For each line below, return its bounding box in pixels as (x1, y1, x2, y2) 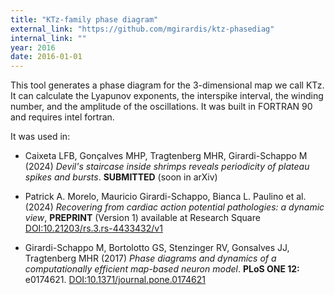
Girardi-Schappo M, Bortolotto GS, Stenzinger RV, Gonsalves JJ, (24, 242, 290, 254)
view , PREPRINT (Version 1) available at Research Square (24, 212, 261, 224)
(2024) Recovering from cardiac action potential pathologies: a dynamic (24, 201, 325, 213)
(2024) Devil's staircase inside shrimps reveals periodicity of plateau (24, 161, 310, 173)
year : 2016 (10, 42, 56, 53)
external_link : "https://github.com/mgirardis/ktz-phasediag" (10, 24, 275, 34)
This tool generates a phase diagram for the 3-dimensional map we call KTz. (10, 79, 325, 91)
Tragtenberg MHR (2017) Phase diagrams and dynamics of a (24, 252, 277, 265)
